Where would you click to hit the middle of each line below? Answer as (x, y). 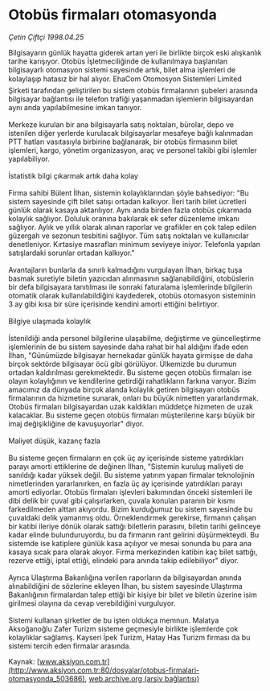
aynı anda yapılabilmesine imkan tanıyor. (75, 107)
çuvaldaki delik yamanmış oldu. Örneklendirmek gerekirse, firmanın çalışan (133, 517)
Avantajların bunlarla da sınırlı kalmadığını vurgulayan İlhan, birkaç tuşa (125, 269)
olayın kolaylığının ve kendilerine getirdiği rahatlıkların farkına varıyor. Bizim (132, 380)
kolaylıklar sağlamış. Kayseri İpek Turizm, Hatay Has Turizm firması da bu (129, 637)
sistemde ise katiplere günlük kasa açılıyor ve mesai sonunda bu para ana (130, 543)
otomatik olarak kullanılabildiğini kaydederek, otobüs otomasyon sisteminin (132, 295)
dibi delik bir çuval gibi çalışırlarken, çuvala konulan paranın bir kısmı (122, 500)
